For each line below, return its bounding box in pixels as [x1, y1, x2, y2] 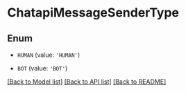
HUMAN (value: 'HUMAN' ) [17, 50, 81, 59]
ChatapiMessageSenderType [7, 5, 179, 21]
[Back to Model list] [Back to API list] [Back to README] [7, 77, 167, 86]
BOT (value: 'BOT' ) [17, 64, 68, 72]
